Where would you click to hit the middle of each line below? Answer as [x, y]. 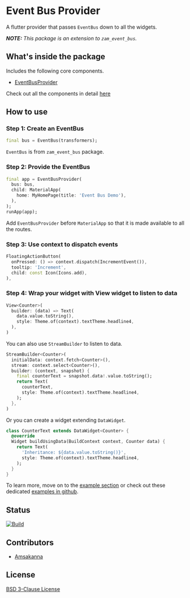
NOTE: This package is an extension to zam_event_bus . [71, 38]
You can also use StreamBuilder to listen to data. [64, 343]
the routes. [19, 229]
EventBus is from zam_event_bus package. [55, 152]
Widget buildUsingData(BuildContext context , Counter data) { [88, 442]
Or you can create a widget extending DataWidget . [66, 420]
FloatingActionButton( [34, 257]
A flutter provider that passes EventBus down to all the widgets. [82, 27]
